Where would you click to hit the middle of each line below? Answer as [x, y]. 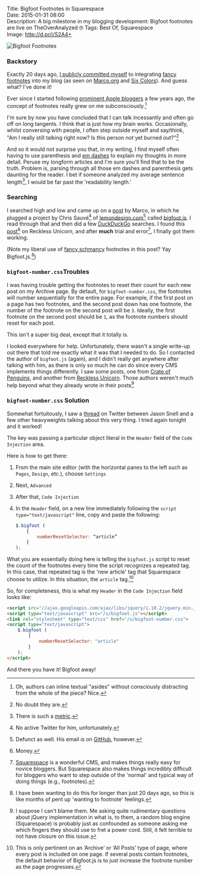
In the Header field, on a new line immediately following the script [96, 508]
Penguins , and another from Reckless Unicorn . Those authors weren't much [100, 378]
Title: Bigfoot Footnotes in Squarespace [55, 9]
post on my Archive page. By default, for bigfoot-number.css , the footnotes [99, 291]
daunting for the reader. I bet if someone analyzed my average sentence [95, 174]
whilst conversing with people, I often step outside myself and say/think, [95, 130]
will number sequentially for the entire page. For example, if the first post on [100, 297]
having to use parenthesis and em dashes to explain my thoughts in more [97, 155]
